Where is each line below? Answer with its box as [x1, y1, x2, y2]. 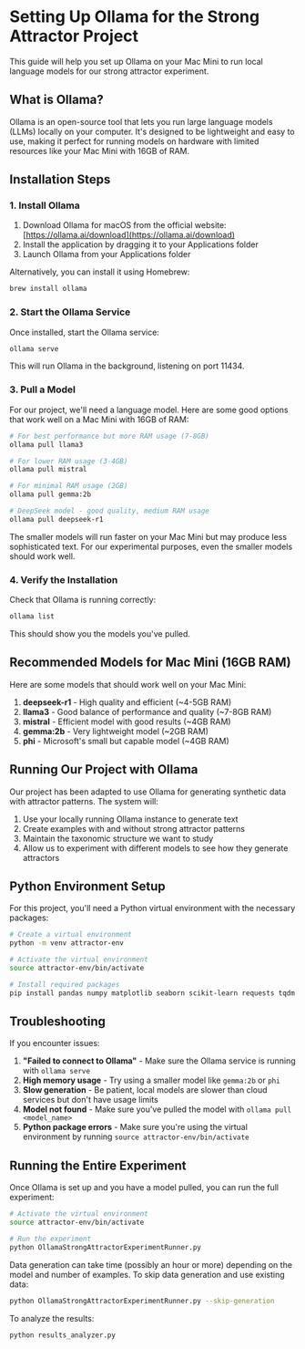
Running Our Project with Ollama [9, 762, 198, 777]
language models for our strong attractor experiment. [9, 66, 209, 77]
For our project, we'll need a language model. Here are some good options [9, 404, 289, 415]
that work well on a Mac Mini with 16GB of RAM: [9, 413, 189, 425]
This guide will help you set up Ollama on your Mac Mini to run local [9, 56, 264, 67]
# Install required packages [9, 980, 120, 989]
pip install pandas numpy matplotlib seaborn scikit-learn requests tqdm [9, 988, 296, 998]
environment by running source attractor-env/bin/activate [22, 1131, 249, 1142]
